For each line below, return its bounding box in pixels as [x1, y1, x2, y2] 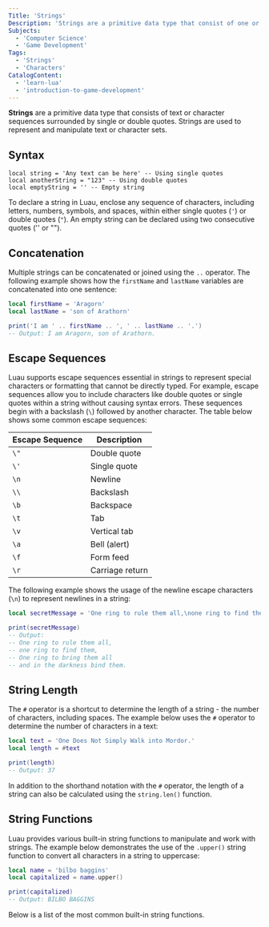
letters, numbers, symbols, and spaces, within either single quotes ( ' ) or [8, 206, 247, 216]
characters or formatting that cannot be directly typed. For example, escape [8, 381, 259, 391]
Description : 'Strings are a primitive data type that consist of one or [8, 19, 260, 27]
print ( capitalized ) [8, 888, 74, 897]
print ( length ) [8, 759, 56, 767]
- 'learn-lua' [15, 78, 62, 86]
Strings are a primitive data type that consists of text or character [8, 108, 225, 118]
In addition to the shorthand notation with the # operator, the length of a [8, 781, 244, 790]
